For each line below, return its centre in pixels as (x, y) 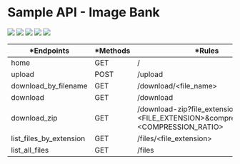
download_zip (34, 118)
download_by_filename (49, 86)
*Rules (207, 51)
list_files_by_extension (48, 138)
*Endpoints (50, 51)
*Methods (112, 51)
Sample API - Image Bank (84, 12)
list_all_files (30, 150)
